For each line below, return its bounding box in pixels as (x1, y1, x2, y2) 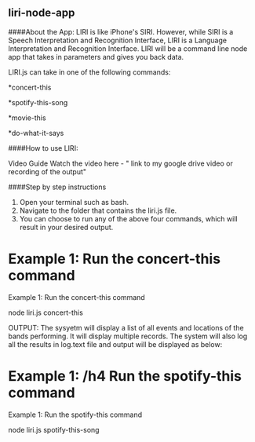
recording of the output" (8, 166, 87, 176)
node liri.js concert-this (8, 308, 84, 317)
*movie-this (8, 113, 46, 122)
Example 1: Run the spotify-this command (8, 410, 143, 419)
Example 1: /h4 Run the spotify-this (8, 367, 242, 385)
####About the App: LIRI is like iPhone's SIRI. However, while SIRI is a (8, 27, 234, 36)
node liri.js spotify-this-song (8, 425, 100, 434)
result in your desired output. (19, 222, 114, 232)
